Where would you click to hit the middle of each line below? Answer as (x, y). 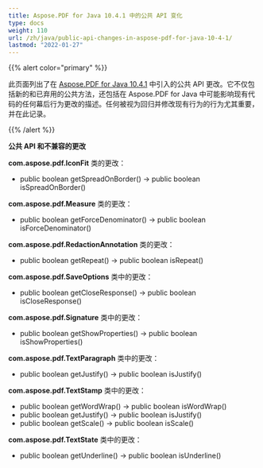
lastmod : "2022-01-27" (46, 45)
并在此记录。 (29, 114)
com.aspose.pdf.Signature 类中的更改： (75, 318)
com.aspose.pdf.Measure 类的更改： (70, 204)
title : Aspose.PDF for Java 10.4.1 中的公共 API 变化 (95, 15)
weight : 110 (28, 30)
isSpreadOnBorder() (52, 188)
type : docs (26, 23)
